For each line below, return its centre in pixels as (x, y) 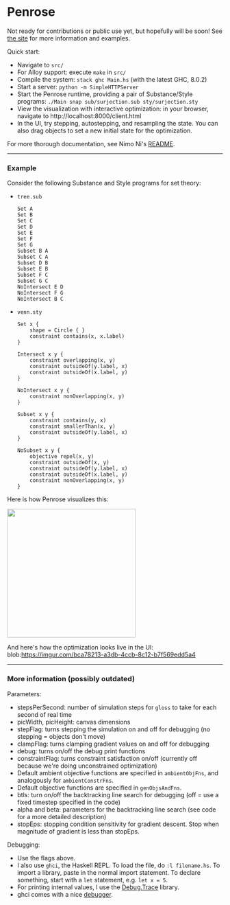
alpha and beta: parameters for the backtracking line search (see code (116, 809)
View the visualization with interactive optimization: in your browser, (113, 108)
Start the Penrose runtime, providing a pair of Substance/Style (105, 94)
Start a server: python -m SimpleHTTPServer (78, 87)
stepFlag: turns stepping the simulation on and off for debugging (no (114, 729)
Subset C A (33, 257)
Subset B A (33, 251)
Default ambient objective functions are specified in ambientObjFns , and (118, 772)
